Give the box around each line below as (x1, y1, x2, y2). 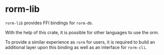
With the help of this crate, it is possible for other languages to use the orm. (5, 29, 160, 35)
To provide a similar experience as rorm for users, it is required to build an (5, 39, 155, 45)
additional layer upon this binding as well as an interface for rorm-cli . (5, 44, 147, 50)
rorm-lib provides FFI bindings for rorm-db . (5, 20, 93, 26)
